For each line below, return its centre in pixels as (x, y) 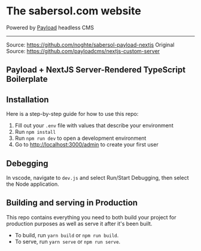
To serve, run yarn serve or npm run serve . (68, 241)
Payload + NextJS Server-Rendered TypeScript (96, 70)
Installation (28, 100)
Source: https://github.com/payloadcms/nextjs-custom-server (83, 51)
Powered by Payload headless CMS (50, 27)
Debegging (27, 163)
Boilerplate (27, 79)
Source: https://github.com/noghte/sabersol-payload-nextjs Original (90, 45)
